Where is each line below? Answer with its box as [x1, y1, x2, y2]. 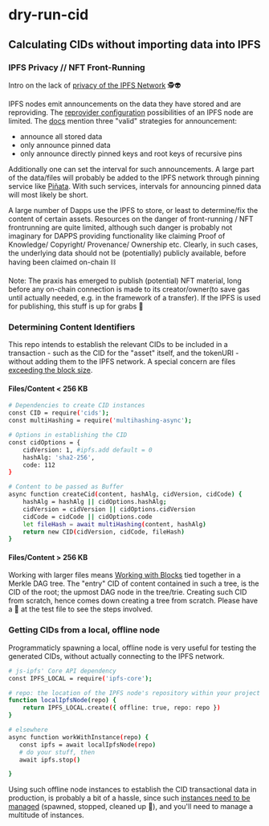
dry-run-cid [8, 6, 89, 24]
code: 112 [22, 460, 56, 469]
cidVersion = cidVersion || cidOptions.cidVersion [22, 505, 196, 513]
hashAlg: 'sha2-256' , [22, 453, 95, 461]
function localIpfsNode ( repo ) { [8, 697, 116, 705]
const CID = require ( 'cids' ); [8, 409, 110, 417]
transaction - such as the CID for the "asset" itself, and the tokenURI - [8, 348, 239, 358]
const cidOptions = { [8, 438, 81, 447]
